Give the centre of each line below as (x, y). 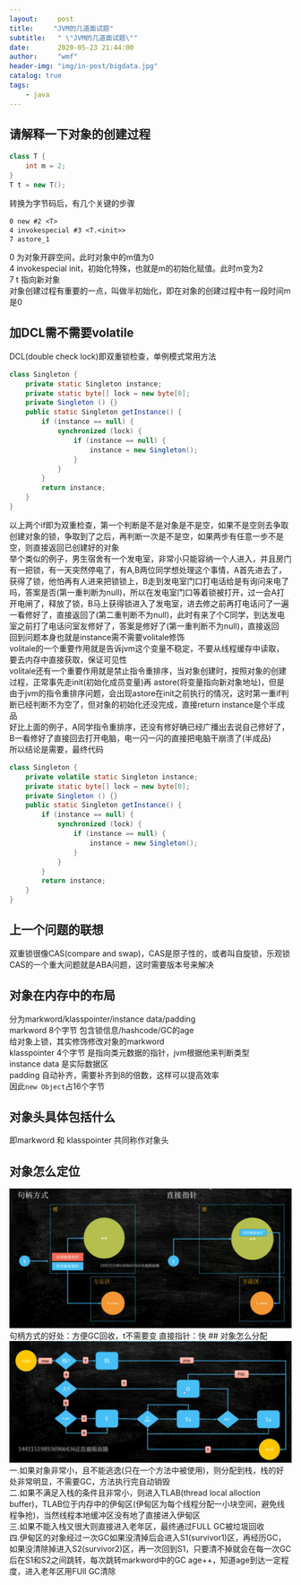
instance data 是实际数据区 (59, 1064)
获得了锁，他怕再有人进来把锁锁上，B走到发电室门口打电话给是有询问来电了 (149, 581)
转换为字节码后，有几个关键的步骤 (72, 203)
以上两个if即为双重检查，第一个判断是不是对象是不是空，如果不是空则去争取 (149, 525)
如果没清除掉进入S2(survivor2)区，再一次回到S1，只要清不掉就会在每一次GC (150, 1548)
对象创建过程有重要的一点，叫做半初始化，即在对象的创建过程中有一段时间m (150, 291)
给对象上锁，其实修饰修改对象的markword (87, 1041)
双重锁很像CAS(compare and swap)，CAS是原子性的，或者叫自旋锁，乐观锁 (150, 953)
